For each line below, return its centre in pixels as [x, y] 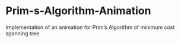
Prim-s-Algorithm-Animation [78, 11]
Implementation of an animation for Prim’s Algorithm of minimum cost [90, 27]
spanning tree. [23, 33]
